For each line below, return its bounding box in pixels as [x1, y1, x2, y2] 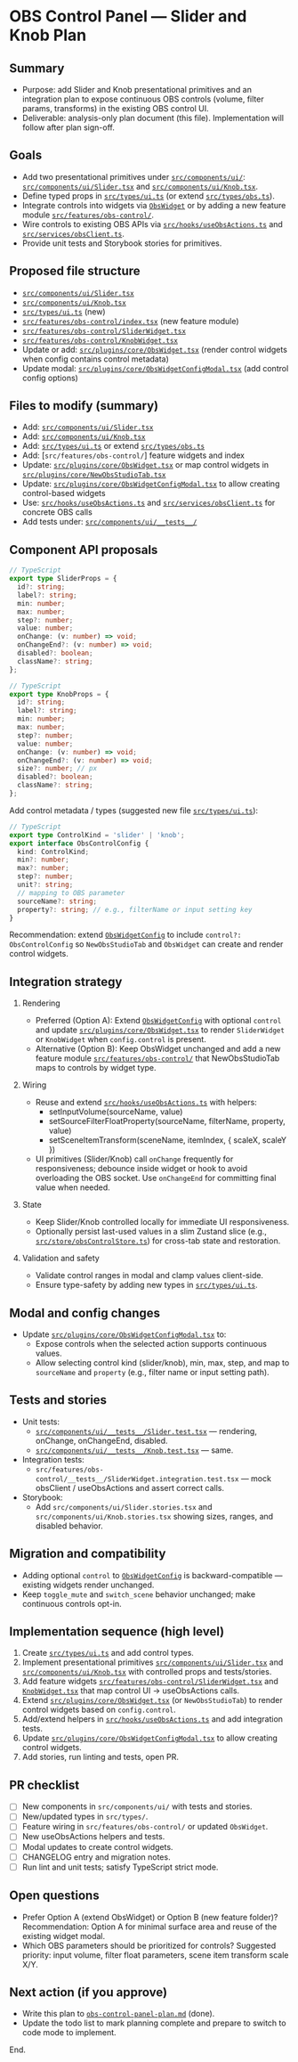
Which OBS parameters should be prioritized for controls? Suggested [21, 1940, 277, 1951]
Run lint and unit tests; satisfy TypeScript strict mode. [21, 1862, 219, 1872]
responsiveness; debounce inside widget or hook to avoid [35, 1163, 248, 1174]
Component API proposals [9, 542, 158, 558]
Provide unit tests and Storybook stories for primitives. [21, 238, 222, 249]
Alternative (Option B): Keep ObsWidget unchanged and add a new [35, 1044, 282, 1055]
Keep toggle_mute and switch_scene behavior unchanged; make [21, 1588, 256, 1600]
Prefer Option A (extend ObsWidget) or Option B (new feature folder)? [21, 1911, 278, 1922]
